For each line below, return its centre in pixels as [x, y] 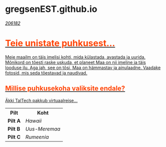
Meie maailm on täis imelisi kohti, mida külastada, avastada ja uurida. [75, 57]
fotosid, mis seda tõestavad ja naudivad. [46, 73]
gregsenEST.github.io [51, 9]
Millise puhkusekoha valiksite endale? [65, 89]
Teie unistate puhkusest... [60, 43]
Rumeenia [37, 137]
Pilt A [14, 121]
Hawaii [34, 121]
